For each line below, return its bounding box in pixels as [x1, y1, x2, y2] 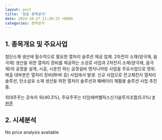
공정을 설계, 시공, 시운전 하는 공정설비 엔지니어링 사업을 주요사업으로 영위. [15, 66, 156, 72]
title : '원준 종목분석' [5, 12, 47, 17]
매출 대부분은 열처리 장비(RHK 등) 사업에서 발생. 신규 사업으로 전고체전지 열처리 [5, 72, 156, 78]
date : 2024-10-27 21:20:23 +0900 [5, 16, 73, 21]
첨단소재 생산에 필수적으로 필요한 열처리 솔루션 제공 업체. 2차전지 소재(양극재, [5, 54, 153, 60]
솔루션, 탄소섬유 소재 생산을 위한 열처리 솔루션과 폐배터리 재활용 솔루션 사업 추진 [5, 78, 158, 84]
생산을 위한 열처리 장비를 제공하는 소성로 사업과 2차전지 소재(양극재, [15, 60, 145, 66]
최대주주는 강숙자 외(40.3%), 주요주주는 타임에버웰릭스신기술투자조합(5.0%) [5, 94, 151, 100]
